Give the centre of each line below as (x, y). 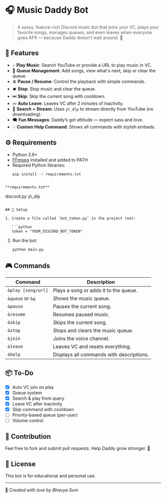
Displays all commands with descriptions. (101, 355)
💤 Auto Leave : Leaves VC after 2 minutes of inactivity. (68, 103)
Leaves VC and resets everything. (92, 347)
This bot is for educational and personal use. (51, 476)
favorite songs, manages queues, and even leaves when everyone (84, 32)
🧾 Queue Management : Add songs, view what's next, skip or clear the (84, 71)
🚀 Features (22, 53)
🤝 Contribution (28, 436)
